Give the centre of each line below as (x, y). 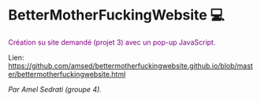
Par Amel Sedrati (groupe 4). (55, 89)
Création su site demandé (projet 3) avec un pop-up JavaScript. (112, 42)
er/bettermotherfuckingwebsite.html (67, 74)
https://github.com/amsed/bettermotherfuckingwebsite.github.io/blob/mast (131, 66)
